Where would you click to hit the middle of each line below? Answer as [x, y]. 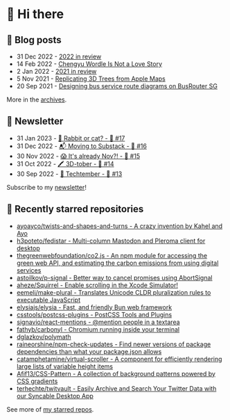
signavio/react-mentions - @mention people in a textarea [98, 322]
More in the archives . [37, 99]
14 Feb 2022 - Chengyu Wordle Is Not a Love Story [89, 64]
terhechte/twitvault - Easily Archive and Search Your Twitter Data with [116, 388]
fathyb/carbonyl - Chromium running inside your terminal [98, 329]
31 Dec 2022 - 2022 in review [59, 56]
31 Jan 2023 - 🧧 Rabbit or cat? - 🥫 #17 [71, 138]
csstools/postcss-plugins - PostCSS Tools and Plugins [94, 314]
